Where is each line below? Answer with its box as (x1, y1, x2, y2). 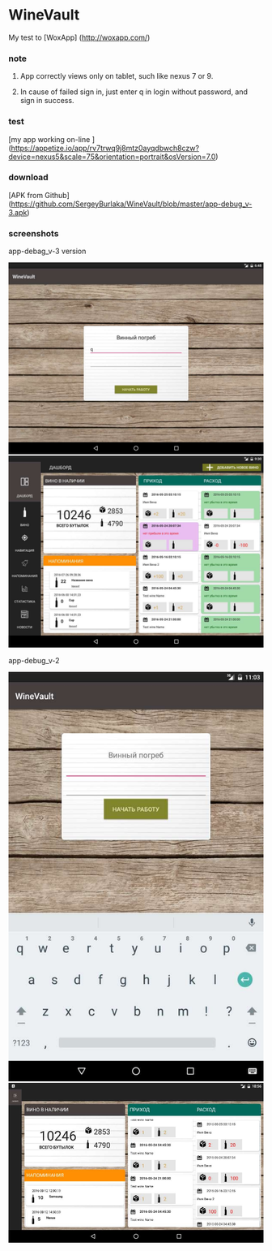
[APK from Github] (8, 190, 70, 200)
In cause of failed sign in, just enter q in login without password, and (19, 87, 249, 97)
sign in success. (19, 96, 74, 106)
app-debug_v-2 (8, 656, 60, 666)
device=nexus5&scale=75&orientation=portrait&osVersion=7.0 (8, 152, 216, 162)
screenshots (8, 227, 59, 239)
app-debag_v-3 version (8, 246, 87, 257)
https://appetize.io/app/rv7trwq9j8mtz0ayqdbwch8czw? (11, 143, 200, 153)
